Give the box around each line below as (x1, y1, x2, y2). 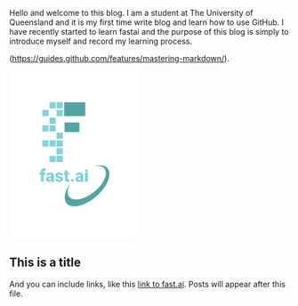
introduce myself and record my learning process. (9, 36, 193, 46)
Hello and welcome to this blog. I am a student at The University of (9, 8, 254, 18)
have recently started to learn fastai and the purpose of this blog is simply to (9, 27, 289, 36)
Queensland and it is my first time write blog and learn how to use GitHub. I (9, 17, 285, 28)
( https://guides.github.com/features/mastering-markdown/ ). (9, 53, 230, 63)
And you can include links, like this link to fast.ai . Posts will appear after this (9, 278, 286, 289)
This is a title (9, 255, 82, 270)
